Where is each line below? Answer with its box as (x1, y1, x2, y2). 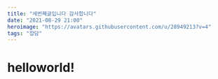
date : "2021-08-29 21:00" (7, 17, 83, 24)
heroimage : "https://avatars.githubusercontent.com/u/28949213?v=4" (7, 23, 212, 30)
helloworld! (7, 60, 75, 76)
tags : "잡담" (7, 29, 43, 37)
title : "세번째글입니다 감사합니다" (7, 10, 97, 17)
